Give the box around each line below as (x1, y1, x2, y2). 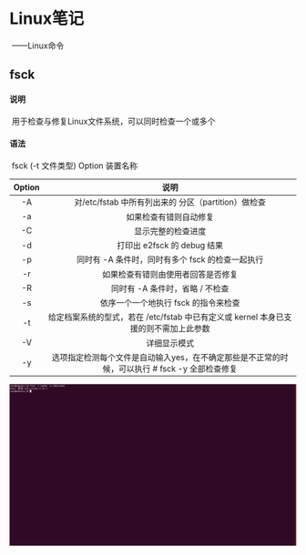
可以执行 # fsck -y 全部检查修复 (117, 363, 239, 374)
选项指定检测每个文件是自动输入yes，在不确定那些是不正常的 (51, 351, 280, 362)
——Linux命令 (11, 40, 65, 51)
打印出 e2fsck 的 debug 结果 (117, 240, 224, 251)
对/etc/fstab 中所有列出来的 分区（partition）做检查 (74, 197, 267, 207)
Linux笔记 (9, 8, 85, 29)
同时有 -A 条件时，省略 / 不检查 (110, 283, 229, 294)
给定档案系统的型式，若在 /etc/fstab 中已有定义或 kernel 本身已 (47, 311, 284, 323)
